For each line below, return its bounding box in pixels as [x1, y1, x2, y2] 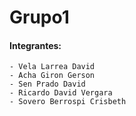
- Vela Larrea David [9, 62, 96, 72]
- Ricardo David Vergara [9, 88, 113, 98]
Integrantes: [9, 39, 62, 51]
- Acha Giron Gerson [9, 71, 96, 81]
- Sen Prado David [9, 79, 86, 90]
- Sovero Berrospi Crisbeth [9, 97, 127, 107]
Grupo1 [9, 6, 70, 29]
